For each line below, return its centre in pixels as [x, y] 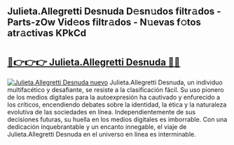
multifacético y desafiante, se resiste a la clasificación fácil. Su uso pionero [116, 90]
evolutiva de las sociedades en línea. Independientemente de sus [102, 112]
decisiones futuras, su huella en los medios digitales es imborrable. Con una [117, 119]
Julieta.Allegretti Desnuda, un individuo [166, 82]
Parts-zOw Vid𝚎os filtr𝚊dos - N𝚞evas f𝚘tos [104, 23]
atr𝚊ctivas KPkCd [47, 33]
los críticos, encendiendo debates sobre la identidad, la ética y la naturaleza [117, 105]
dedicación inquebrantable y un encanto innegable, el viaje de [97, 127]
